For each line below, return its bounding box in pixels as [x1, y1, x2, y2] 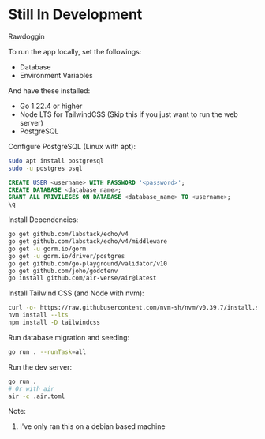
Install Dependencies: [8, 215, 79, 224]
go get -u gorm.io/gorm [8, 245, 87, 253]
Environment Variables [19, 70, 93, 80]
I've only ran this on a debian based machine [19, 422, 166, 431]
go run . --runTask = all [8, 347, 87, 356]
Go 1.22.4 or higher [19, 101, 83, 111]
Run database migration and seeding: [8, 332, 130, 342]
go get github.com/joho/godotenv [8, 267, 118, 275]
